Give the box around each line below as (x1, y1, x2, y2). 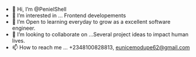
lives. (11, 37, 25, 44)
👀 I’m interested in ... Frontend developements (11, 12, 126, 19)
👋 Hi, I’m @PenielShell (11, 6, 67, 12)
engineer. (11, 24, 36, 31)
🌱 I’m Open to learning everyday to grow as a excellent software (11, 18, 171, 25)
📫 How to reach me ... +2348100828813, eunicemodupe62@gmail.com (11, 44, 191, 50)
